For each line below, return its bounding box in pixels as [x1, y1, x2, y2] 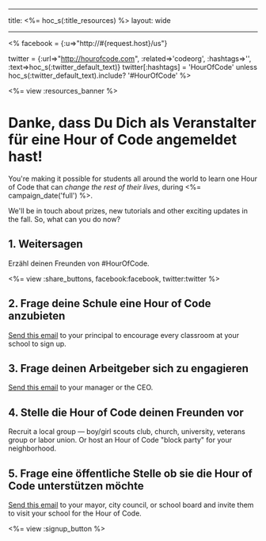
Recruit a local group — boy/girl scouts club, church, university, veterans [8, 427, 245, 436]
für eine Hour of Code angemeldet [8, 131, 237, 149]
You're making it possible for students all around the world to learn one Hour [8, 174, 257, 183]
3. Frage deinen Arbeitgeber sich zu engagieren [8, 362, 249, 375]
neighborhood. [8, 443, 57, 453]
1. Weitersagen [8, 237, 83, 251]
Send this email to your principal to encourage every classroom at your [8, 330, 240, 340]
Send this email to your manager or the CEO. [8, 382, 154, 393]
